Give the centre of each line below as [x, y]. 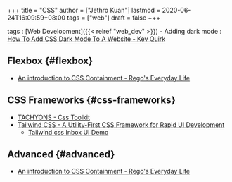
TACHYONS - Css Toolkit [53, 117]
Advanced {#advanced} [61, 154]
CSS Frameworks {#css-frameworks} [91, 101]
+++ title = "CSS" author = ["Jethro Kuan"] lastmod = [84, 10]
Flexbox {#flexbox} [50, 61]
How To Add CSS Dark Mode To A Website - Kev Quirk [86, 39]
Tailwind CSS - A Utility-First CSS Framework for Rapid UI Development [121, 125]
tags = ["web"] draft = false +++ [113, 18]
